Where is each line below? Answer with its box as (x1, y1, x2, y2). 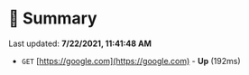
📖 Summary (8, 8, 97, 29)
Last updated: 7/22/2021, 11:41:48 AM (8, 38, 152, 49)
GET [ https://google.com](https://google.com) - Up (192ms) (21, 55, 241, 66)
